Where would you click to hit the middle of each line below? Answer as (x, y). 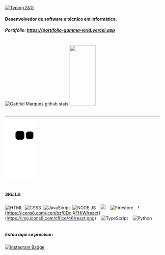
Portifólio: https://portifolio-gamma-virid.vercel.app (60, 30)
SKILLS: (13, 194)
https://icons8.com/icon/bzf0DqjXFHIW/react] (54, 213)
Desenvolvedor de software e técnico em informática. (61, 19)
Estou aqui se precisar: (29, 235)
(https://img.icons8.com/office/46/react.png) (51, 218)
